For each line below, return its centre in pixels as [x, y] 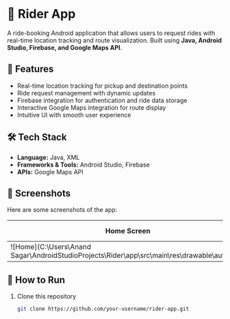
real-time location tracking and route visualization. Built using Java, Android [115, 40]
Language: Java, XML [48, 157]
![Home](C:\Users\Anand [51, 247]
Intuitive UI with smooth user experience [74, 115]
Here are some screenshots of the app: [62, 210]
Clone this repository [47, 296]
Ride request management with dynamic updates [86, 93]
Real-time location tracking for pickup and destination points [102, 86]
